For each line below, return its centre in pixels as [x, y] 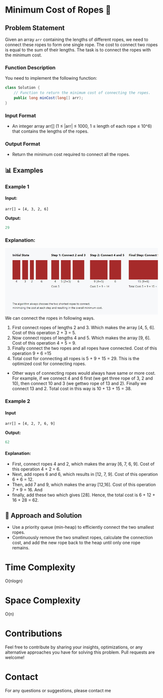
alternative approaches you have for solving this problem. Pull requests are [80, 652]
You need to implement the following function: [51, 78]
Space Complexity [43, 601]
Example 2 [18, 401]
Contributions [33, 634]
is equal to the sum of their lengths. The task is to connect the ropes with [78, 50]
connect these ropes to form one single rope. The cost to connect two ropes [81, 45]
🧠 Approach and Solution [43, 515]
